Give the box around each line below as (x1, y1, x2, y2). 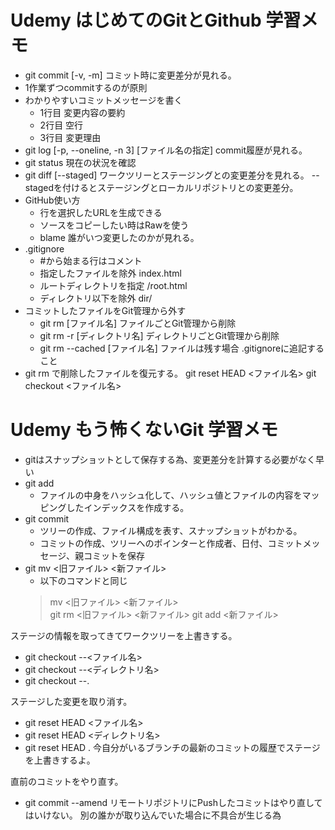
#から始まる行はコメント (39, 254, 143, 266)
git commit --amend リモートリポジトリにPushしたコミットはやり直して (24, 796, 323, 808)
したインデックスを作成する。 (66, 501, 190, 513)
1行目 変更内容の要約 (39, 106, 126, 118)
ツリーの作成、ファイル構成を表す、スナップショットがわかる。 (39, 524, 303, 536)
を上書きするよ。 (24, 754, 96, 766)
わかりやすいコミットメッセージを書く (24, 94, 183, 106)
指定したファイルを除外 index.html (39, 267, 182, 279)
